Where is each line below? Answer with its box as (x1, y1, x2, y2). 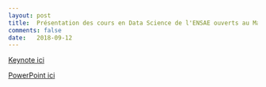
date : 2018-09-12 (8, 33, 73, 42)
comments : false (8, 26, 62, 34)
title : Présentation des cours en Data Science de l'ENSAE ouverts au (8, 19, 249, 27)
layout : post (8, 11, 51, 20)
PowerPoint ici (8, 70, 55, 80)
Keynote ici (8, 55, 45, 65)
